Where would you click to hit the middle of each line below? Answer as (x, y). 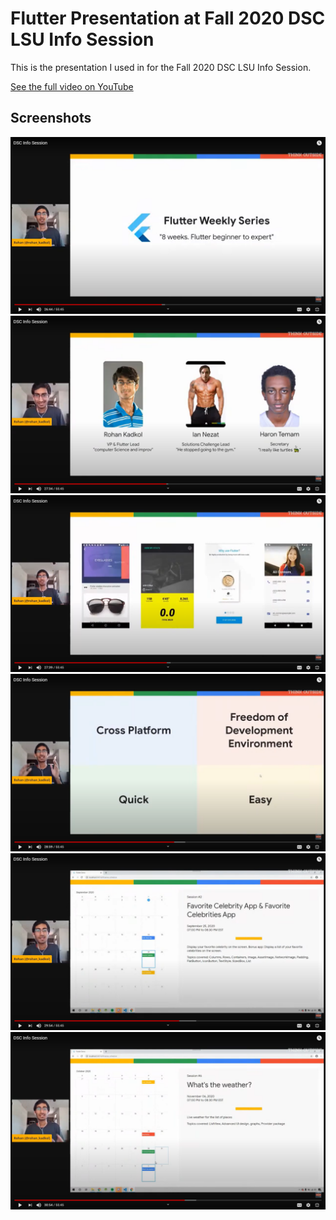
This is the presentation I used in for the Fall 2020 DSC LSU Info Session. (161, 67)
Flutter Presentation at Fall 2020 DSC (168, 18)
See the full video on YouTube (72, 86)
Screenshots (51, 118)
